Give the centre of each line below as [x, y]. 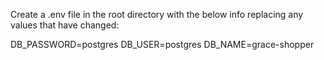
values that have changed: [65, 25]
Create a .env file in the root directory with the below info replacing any [157, 14]
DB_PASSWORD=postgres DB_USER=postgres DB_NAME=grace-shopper [162, 44]
